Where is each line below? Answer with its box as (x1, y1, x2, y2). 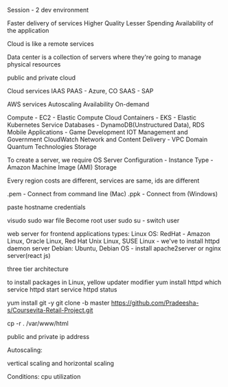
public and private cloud (7, 73, 76, 82)
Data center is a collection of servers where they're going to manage (7, 53, 201, 61)
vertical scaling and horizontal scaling (7, 360, 115, 367)
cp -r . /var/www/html (7, 319, 69, 327)
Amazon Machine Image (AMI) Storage (7, 163, 117, 171)
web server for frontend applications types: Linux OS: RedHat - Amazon (7, 230, 211, 237)
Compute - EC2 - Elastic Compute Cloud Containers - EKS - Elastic (7, 113, 197, 121)
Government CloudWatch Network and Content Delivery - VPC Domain (7, 135, 208, 143)
